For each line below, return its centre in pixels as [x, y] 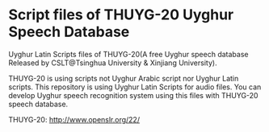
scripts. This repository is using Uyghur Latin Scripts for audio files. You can [135, 87]
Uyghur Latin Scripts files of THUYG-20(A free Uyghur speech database [128, 54]
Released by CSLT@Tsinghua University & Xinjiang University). [113, 63]
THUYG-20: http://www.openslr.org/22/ [74, 119]
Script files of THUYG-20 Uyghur [121, 15]
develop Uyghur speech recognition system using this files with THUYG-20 [133, 95]
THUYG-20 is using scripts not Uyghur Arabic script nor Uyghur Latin [124, 78]
